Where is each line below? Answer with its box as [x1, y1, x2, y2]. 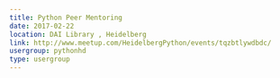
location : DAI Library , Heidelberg [9, 30, 147, 39]
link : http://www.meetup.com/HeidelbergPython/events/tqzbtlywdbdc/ [9, 38, 272, 48]
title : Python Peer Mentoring [9, 13, 123, 22]
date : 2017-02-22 [9, 22, 75, 30]
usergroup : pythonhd [9, 47, 87, 56]
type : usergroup [9, 55, 70, 64]
